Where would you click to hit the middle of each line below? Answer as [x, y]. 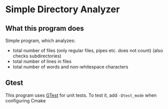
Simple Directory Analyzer [63, 9]
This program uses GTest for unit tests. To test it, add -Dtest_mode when [81, 95]
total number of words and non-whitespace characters [70, 67]
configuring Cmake [26, 100]
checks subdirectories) [37, 56]
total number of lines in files [42, 61]
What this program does [45, 28]
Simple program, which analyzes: [40, 40]
